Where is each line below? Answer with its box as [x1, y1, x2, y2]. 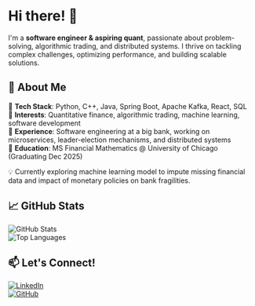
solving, [8, 41, 34, 50]
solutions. [8, 58, 40, 67]
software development [8, 118, 81, 128]
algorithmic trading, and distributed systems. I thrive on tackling [35, 41, 242, 50]
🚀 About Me [8, 81, 67, 94]
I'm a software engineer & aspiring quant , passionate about [8, 33, 203, 42]
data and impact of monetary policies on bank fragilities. [8, 176, 191, 185]
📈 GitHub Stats [8, 199, 85, 213]
